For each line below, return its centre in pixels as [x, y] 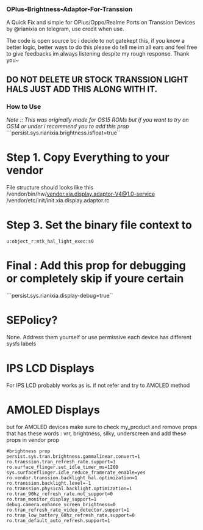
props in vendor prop [33, 440]
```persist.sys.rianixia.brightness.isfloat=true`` [63, 133]
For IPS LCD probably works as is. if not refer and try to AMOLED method [98, 385]
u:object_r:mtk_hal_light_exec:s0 [50, 241]
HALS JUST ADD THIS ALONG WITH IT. [82, 89]
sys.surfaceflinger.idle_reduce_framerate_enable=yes [76, 473]
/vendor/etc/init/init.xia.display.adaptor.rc [58, 200]
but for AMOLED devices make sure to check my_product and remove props [102, 427]
